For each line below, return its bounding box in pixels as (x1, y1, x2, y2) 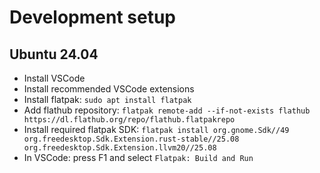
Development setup (9, 6, 177, 29)
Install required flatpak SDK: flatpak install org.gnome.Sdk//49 (23, 124, 290, 135)
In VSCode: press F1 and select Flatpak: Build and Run (23, 152, 254, 163)
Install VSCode (23, 72, 86, 84)
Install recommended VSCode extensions (23, 83, 195, 95)
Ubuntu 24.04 (9, 46, 99, 63)
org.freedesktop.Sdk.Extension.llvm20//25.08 (23, 143, 217, 153)
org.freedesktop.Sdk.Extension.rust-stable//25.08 (23, 134, 240, 144)
